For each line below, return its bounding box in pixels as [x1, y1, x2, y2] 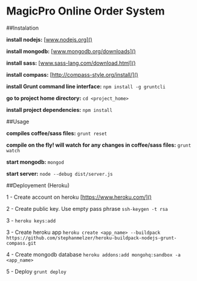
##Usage [6, 118, 30, 125]
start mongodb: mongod [6, 158, 65, 166]
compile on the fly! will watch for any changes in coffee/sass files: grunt [6, 141, 192, 149]
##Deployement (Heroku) [6, 181, 70, 189]
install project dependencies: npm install [6, 106, 113, 113]
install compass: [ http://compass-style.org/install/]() [6, 71, 138, 78]
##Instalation [6, 24, 39, 31]
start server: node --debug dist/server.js [6, 170, 113, 177]
